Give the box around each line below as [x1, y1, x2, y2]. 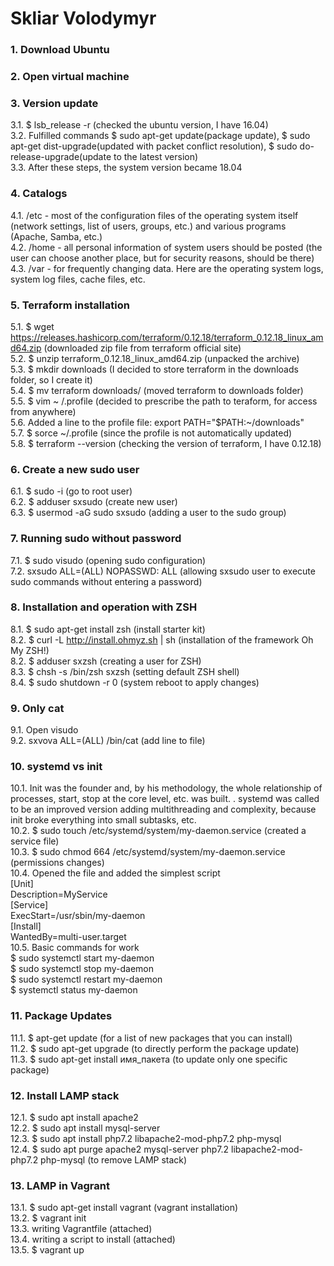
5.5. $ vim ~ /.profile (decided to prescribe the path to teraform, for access [10, 395, 318, 407]
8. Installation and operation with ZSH [10, 600, 198, 614]
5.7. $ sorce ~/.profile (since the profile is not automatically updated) [10, 427, 293, 439]
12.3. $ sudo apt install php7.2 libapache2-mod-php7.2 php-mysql [10, 1133, 282, 1144]
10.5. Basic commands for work [10, 942, 140, 954]
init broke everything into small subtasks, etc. [10, 814, 197, 826]
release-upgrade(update [10, 151, 112, 163]
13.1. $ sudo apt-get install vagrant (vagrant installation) [10, 1202, 239, 1214]
